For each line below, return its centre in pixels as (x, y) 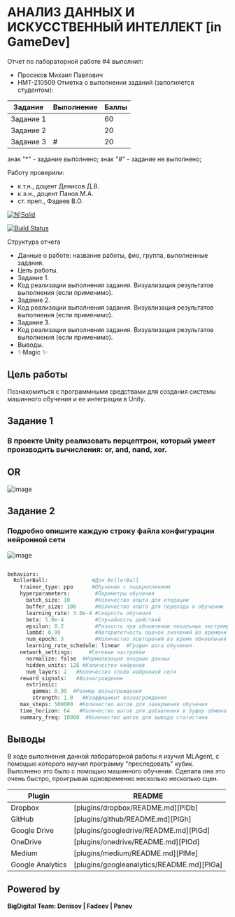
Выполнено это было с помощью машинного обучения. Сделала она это (116, 771)
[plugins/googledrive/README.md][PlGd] (142, 830)
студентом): (35, 90)
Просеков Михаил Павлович (60, 75)
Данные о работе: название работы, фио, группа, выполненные (113, 255)
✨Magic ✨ (32, 352)
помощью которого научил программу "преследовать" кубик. (101, 764)
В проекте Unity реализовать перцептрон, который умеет (111, 441)
